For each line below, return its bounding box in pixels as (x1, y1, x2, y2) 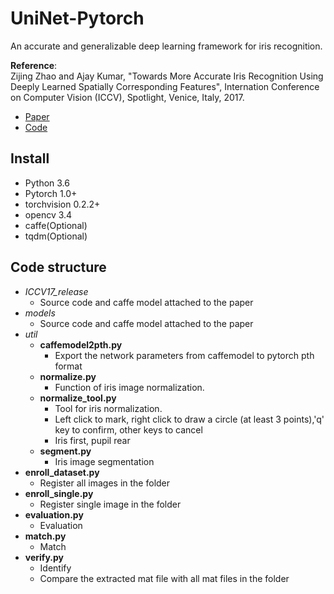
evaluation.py (24, 508, 84, 521)
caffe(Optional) (24, 219, 88, 231)
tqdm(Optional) (24, 230, 88, 242)
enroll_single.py (24, 487, 94, 499)
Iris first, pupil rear (54, 434, 131, 446)
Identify (39, 562, 72, 574)
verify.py (24, 551, 64, 563)
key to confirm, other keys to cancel (54, 423, 203, 436)
